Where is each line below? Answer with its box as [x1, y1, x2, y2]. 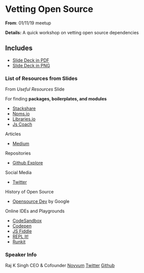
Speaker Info [5, 251, 37, 258]
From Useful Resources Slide [5, 86, 65, 92]
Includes [5, 44, 33, 53]
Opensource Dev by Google [12, 198, 70, 204]
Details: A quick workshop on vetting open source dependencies [5, 29, 139, 35]
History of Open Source [5, 189, 54, 195]
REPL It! [12, 234, 29, 240]
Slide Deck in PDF [12, 57, 50, 63]
